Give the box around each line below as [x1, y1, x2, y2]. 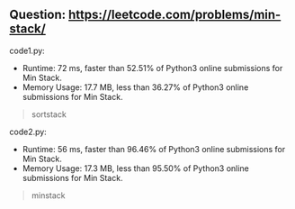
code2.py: [9, 126, 47, 137]
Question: [9, 7, 67, 23]
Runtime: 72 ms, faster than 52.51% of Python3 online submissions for [22, 62, 283, 73]
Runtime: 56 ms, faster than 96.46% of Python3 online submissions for [22, 143, 286, 154]
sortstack [31, 108, 67, 120]
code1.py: [9, 45, 45, 56]
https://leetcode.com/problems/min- [67, 7, 282, 23]
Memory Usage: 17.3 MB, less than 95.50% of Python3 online [22, 162, 249, 174]
